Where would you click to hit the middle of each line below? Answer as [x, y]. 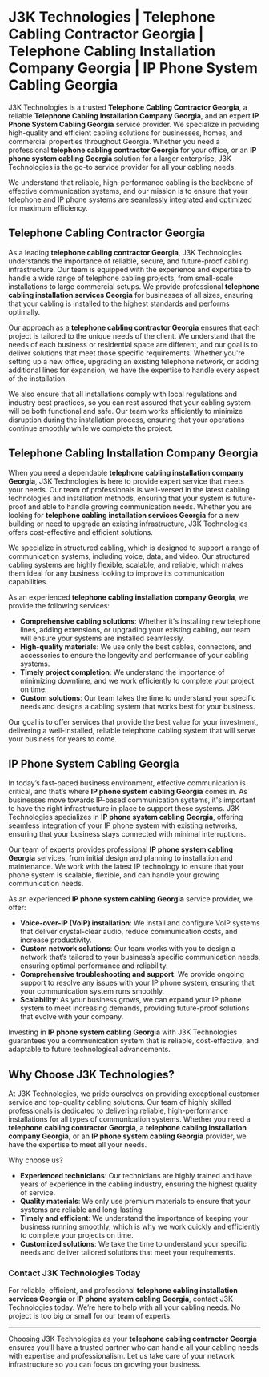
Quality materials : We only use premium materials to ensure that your [135, 1202]
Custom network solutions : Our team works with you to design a [128, 949]
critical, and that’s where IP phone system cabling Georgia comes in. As [128, 792]
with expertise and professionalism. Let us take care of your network [121, 1356]
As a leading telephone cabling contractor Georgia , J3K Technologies [125, 252]
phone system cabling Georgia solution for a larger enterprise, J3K [120, 158]
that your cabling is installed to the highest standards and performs [119, 303]
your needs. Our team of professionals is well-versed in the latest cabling [129, 489]
